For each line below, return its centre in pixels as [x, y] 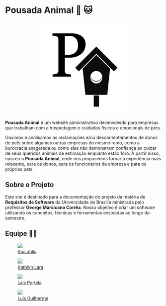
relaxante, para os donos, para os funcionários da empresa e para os [76, 164]
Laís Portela [30, 283]
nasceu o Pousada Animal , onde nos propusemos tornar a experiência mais [83, 158]
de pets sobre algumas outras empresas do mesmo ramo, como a [73, 143]
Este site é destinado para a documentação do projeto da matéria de [75, 197]
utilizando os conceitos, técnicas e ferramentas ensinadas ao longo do [78, 212]
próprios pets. [19, 169]
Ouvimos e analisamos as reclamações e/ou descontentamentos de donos [82, 137]
